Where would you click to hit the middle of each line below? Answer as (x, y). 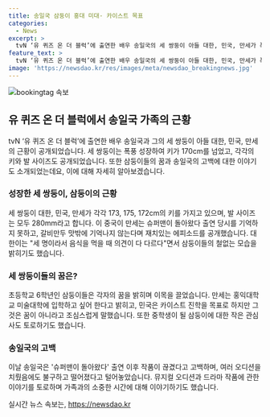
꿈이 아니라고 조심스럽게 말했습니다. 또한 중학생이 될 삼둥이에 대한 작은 (133, 316)
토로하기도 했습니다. (54, 325)
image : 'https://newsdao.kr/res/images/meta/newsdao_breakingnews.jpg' (131, 68)
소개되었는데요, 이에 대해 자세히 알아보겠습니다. (91, 171)
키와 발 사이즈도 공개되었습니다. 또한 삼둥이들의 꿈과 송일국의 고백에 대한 (122, 161)
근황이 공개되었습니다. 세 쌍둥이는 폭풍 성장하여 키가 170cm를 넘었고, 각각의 (135, 151)
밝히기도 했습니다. (37, 253)
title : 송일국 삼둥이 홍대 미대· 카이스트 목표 (76, 16)
